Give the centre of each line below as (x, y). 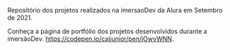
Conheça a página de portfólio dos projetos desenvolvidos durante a (107, 31)
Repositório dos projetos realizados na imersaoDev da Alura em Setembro (115, 10)
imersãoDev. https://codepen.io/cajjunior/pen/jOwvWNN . (91, 39)
